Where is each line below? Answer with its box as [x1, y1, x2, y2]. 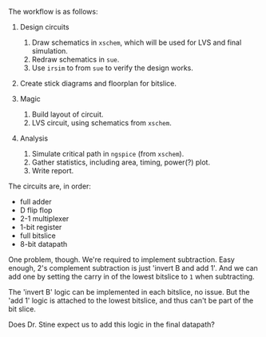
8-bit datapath [19, 240, 68, 248]
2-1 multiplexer [19, 214, 69, 223]
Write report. [31, 166, 74, 175]
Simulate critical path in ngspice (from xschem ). [31, 149, 185, 158]
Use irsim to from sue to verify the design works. [31, 63, 194, 73]
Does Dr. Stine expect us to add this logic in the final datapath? [8, 319, 216, 329]
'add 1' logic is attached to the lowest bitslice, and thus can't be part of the [8, 295, 254, 305]
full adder [19, 197, 52, 206]
